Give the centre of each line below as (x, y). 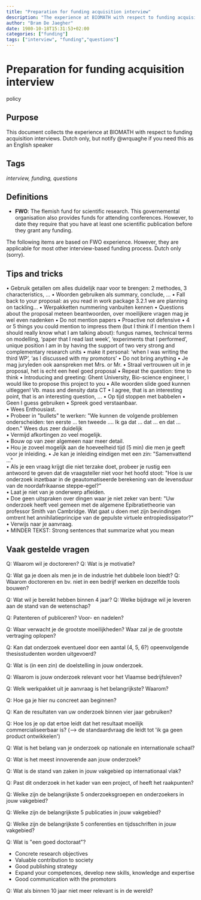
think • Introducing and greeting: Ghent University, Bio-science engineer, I (98, 377)
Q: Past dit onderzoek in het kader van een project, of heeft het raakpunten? (100, 783)
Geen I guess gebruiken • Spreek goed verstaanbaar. (72, 403)
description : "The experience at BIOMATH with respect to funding (91, 17)
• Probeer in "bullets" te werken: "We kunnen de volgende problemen (92, 416)
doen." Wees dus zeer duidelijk (44, 428)
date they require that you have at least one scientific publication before (103, 224)
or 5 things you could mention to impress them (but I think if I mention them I (100, 326)
